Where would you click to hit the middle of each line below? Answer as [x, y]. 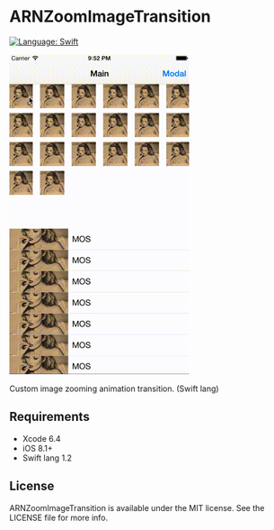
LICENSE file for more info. [59, 517]
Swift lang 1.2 [47, 458]
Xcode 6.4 [41, 438]
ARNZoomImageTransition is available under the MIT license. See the [137, 507]
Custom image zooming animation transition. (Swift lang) [114, 388]
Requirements [49, 417]
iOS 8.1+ [37, 448]
